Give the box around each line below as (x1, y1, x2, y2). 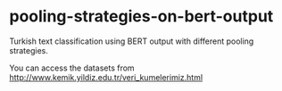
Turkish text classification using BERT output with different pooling (9, 36, 254, 46)
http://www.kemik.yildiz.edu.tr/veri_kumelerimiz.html (9, 71, 203, 82)
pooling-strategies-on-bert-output (9, 6, 274, 27)
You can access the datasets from (9, 62, 136, 73)
